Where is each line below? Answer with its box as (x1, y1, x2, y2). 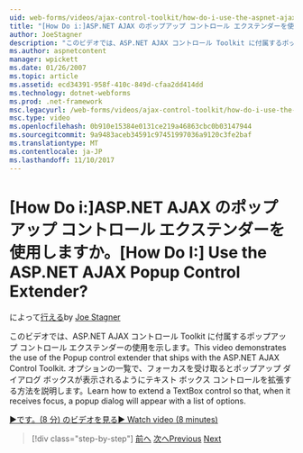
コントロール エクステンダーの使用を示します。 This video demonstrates (19, 342, 287, 353)
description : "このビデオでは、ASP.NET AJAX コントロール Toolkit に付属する (9, 38, 282, 48)
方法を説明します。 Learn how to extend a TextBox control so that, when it (16, 385, 291, 396)
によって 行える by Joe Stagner (9, 312, 121, 322)
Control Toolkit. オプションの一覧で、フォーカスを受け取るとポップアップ (9, 363, 281, 374)
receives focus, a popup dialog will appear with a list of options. (9, 395, 246, 406)
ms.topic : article (9, 72, 78, 81)
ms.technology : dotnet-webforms (9, 88, 131, 97)
